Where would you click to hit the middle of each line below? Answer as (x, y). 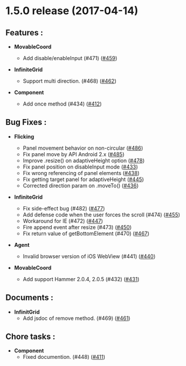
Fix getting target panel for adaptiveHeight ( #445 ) (83, 179)
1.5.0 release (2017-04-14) (72, 11)
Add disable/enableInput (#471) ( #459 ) (70, 58)
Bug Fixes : (26, 122)
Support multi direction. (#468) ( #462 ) (69, 81)
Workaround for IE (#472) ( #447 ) (63, 221)
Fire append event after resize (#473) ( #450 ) (77, 227)
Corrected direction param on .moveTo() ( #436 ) (81, 185)
